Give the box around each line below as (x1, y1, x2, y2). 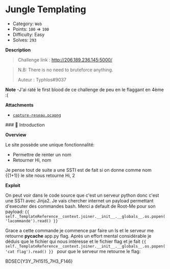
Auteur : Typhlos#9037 (17, 76, 66, 82)
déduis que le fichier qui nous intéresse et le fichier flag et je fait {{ (5, 238, 147, 244)
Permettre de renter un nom (12, 151, 71, 157)
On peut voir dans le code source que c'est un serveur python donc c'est (5, 192, 159, 198)
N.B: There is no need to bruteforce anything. (17, 67, 113, 73)
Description (5, 47, 31, 53)
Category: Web (12, 20, 42, 27)
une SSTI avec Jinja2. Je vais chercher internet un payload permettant (5, 197, 154, 203)
